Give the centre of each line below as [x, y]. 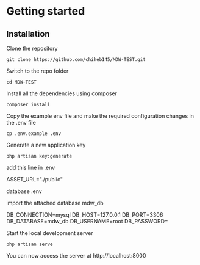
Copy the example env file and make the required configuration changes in [100, 116]
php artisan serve [30, 244]
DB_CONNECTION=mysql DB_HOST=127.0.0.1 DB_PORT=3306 [85, 215]
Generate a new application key [46, 145]
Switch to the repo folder [37, 71]
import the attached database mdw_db [55, 203]
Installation [28, 34]
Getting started [46, 11]
